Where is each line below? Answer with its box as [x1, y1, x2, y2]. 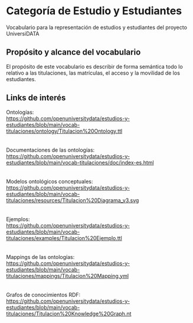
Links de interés [6, 93, 66, 103]
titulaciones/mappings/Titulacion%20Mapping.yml [6, 272, 129, 279]
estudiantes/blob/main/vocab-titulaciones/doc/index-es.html [6, 159, 155, 166]
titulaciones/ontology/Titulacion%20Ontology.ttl [6, 127, 123, 135]
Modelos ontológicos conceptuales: [6, 178, 93, 185]
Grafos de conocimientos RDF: [6, 291, 81, 298]
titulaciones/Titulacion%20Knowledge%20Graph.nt [6, 310, 132, 317]
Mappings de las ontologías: [6, 253, 75, 260]
